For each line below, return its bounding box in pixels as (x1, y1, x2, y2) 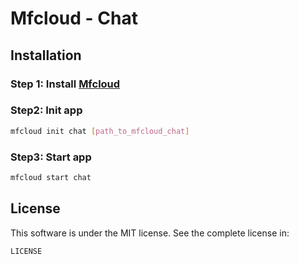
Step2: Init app (10, 103, 83, 117)
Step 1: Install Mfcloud (10, 77, 121, 91)
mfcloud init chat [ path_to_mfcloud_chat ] (10, 126, 190, 136)
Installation (10, 47, 82, 64)
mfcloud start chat (10, 172, 92, 182)
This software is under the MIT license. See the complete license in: (10, 227, 290, 239)
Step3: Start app (10, 150, 92, 164)
